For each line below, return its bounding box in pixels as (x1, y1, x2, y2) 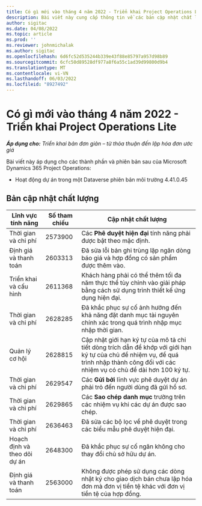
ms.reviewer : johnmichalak (6, 43, 74, 49)
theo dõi (9, 450, 33, 458)
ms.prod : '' (6, 37, 36, 43)
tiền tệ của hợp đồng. (81, 489, 141, 498)
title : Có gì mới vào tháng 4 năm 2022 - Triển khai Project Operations (6, 8, 192, 15)
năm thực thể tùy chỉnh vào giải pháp (81, 278, 186, 287)
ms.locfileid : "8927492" (6, 82, 69, 88)
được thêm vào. (81, 261, 126, 269)
